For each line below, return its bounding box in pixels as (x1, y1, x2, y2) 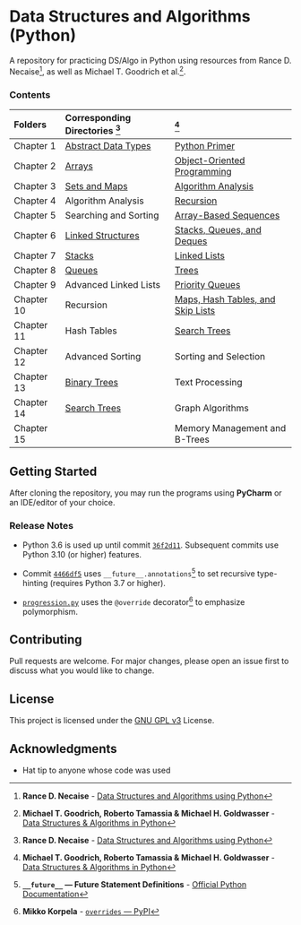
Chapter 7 (13, 249, 56, 262)
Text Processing (174, 376, 244, 389)
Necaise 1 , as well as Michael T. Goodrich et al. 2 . (9, 65, 186, 77)
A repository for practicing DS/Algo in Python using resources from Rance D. (9, 55, 292, 65)
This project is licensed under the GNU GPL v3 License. (9, 715, 215, 726)
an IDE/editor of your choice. (9, 497, 116, 508)
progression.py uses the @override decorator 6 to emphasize (21, 594, 245, 607)
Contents (9, 88, 51, 100)
